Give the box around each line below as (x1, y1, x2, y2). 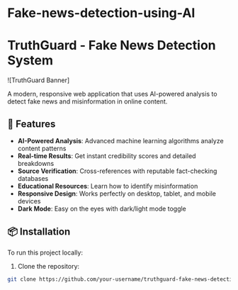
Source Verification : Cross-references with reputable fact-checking (17, 167, 217, 175)
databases (17, 174, 49, 182)
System (7, 52, 54, 69)
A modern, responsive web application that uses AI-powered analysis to (7, 90, 217, 99)
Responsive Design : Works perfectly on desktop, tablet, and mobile (17, 189, 216, 198)
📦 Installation (7, 225, 71, 238)
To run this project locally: (7, 248, 84, 257)
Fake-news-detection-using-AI (7, 5, 195, 21)
